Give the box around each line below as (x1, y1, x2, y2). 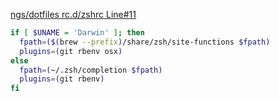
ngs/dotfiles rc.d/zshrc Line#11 (10, 9, 137, 20)
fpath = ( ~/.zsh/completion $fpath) (19, 65, 163, 75)
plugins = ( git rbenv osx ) (19, 46, 123, 56)
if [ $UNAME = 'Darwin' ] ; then (10, 28, 145, 38)
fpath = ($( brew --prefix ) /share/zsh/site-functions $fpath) (19, 37, 271, 47)
